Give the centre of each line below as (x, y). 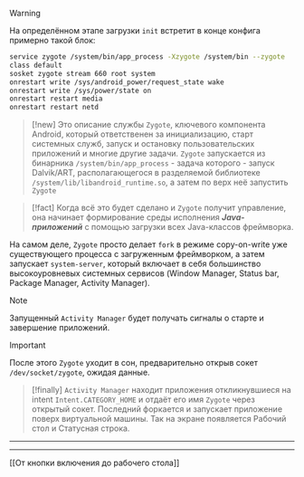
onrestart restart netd (54, 108)
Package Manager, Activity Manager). (80, 283)
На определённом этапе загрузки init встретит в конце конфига (135, 30)
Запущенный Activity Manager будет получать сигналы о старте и (137, 318)
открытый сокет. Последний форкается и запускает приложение (157, 409)
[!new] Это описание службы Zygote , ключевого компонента (148, 125)
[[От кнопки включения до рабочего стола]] (95, 463)
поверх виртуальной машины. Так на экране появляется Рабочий (159, 419)
